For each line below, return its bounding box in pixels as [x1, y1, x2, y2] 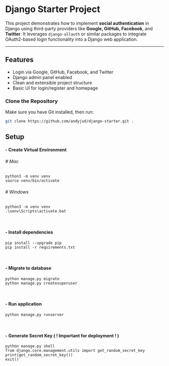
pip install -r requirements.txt [5, 245, 75, 250]
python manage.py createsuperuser [5, 280, 78, 285]
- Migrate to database [5, 265, 52, 271]
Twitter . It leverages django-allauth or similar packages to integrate [5, 31, 147, 37]
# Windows [5, 189, 29, 195]
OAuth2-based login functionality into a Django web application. [5, 36, 138, 42]
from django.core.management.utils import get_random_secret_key [5, 348, 145, 353]
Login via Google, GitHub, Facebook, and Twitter [12, 69, 114, 75]
